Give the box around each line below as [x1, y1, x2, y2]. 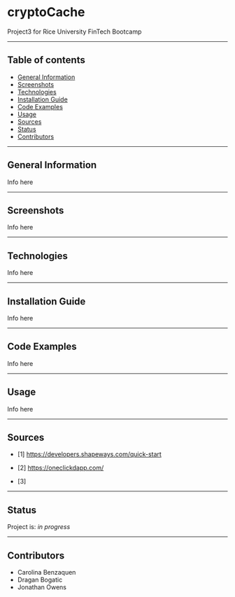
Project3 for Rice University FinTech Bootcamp [7, 27, 142, 36]
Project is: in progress [7, 523, 71, 531]
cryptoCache [7, 4, 85, 20]
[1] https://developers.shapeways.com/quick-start [17, 450, 162, 458]
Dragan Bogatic [17, 575, 63, 584]
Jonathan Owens [17, 583, 66, 591]
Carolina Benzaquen [17, 568, 76, 577]
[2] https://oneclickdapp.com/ [17, 463, 104, 472]
